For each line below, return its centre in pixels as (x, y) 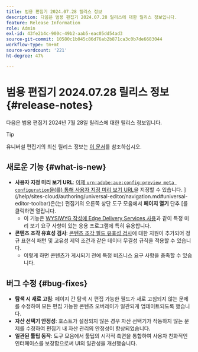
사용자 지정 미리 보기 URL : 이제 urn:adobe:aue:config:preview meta (94, 182)
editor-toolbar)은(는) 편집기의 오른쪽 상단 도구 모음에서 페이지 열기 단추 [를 (101, 204)
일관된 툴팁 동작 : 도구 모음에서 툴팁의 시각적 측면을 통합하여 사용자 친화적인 (101, 336)
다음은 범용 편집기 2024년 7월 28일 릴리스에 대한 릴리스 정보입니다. (84, 122)
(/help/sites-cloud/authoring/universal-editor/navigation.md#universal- (101, 196)
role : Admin (21, 28)
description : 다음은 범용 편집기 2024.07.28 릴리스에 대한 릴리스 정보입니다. (92, 17)
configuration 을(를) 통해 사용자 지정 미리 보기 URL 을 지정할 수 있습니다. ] (100, 190)
